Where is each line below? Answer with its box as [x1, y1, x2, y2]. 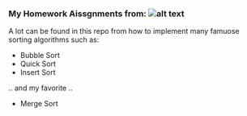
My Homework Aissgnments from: [8, 8, 147, 19]
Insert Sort [19, 68, 56, 77]
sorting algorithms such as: [8, 35, 100, 44]
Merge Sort [19, 99, 58, 109]
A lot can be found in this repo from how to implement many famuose [8, 27, 240, 36]
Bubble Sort [19, 51, 61, 60]
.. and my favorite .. [8, 83, 73, 93]
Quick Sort [19, 59, 57, 68]
